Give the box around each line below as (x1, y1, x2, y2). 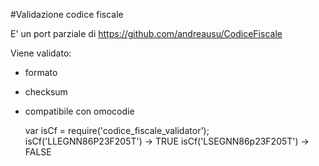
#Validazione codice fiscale (10, 9, 124, 20)
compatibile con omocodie (24, 105, 135, 117)
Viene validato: (10, 47, 72, 59)
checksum (24, 86, 68, 98)
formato (24, 67, 58, 78)
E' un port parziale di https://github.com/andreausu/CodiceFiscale (10, 28, 283, 39)
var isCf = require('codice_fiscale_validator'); (24, 125, 210, 136)
